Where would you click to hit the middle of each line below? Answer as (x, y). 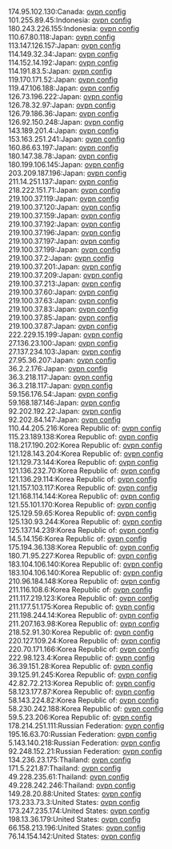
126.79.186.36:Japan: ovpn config (64, 114)
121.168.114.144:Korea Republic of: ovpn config (84, 496)
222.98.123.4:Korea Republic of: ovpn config (82, 658)
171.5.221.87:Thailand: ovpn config (65, 768)
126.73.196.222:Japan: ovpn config (66, 96)
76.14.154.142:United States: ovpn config (74, 836)
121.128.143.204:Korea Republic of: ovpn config (86, 454)
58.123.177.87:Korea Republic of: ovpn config (82, 692)
